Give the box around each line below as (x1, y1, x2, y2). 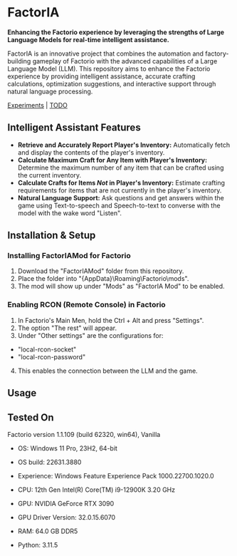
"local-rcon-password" (17, 352, 86, 361)
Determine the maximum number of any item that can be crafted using (17, 163, 224, 172)
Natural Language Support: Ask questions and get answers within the (17, 193, 224, 202)
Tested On (7, 411, 55, 423)
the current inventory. (17, 170, 82, 179)
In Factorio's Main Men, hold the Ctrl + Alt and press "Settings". (17, 316, 204, 324)
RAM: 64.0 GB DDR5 (17, 527, 78, 535)
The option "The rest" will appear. (17, 324, 117, 332)
